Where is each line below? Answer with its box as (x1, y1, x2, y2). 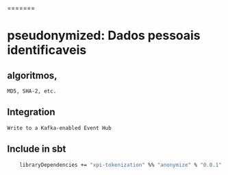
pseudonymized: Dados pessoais (7, 28, 201, 43)
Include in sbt (7, 143, 66, 155)
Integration (7, 106, 56, 118)
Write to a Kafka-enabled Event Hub (7, 124, 112, 131)
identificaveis (7, 43, 87, 58)
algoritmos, (7, 69, 58, 81)
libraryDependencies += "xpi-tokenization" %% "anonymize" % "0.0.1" (19, 161, 223, 168)
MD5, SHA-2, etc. (7, 88, 57, 95)
